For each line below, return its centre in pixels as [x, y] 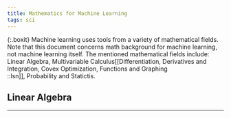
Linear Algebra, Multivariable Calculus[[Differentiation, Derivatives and [107, 61]
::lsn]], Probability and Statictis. [52, 75]
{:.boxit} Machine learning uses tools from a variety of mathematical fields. [113, 39]
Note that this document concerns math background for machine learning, [112, 47]
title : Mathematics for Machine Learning [67, 13]
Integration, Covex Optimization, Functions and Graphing [88, 69]
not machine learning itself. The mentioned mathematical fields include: [108, 54]
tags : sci [21, 20]
